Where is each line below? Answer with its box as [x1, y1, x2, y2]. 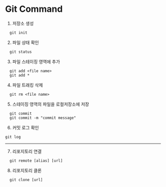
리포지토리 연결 [12, 148, 42, 154]
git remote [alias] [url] [9, 158, 63, 163]
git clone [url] [9, 177, 43, 182]
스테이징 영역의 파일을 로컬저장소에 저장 [12, 101, 89, 107]
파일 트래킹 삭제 [12, 82, 43, 88]
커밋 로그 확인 [12, 124, 39, 130]
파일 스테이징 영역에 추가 [12, 58, 60, 65]
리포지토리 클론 [12, 167, 42, 173]
